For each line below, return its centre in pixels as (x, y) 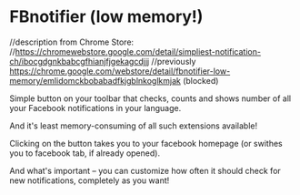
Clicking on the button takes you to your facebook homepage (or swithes (146, 143)
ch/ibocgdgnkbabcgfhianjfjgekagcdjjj (80, 61)
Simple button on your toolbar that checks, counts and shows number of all (150, 98)
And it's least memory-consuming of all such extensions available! (134, 126)
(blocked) (201, 80)
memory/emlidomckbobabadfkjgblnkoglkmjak (95, 80)
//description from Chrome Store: (72, 42)
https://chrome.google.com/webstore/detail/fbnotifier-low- (120, 71)
